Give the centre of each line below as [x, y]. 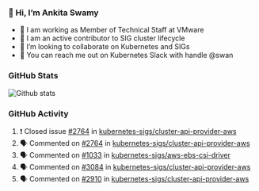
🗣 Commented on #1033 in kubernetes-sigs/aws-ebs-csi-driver [125, 155]
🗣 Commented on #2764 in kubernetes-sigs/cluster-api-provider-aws [135, 143]
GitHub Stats [33, 76]
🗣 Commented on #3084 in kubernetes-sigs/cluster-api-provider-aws [135, 166]
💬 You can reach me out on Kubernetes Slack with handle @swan [126, 55]
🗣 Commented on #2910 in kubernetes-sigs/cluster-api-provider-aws [134, 178]
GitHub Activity [38, 113]
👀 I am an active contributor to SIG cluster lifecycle [102, 38]
